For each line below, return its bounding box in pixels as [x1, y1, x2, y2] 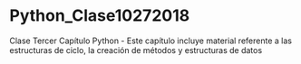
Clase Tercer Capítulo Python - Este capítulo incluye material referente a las [9, 35, 293, 46]
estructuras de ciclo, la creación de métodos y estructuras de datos [9, 44, 263, 55]
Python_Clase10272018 [9, 5, 190, 26]
